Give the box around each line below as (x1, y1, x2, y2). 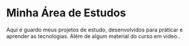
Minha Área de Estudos (6, 6, 126, 20)
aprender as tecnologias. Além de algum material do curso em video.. (6, 32, 180, 39)
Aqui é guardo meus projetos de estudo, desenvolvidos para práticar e (6, 26, 184, 33)
